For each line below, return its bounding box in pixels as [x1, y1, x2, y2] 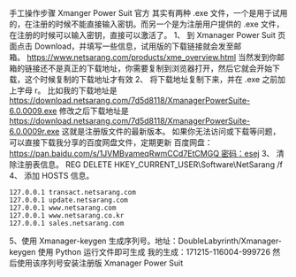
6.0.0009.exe [9, 105, 57, 116]
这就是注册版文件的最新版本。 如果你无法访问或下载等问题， [61, 127, 281, 136]
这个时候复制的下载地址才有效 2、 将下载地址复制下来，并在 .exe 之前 [24, 74, 278, 84]
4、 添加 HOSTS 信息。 [9, 171, 95, 181]
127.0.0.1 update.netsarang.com [9, 196, 128, 204]
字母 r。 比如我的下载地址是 [16, 85, 118, 96]
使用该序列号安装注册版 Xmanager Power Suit [16, 258, 184, 268]
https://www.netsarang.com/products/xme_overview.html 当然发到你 [26, 52, 277, 62]
